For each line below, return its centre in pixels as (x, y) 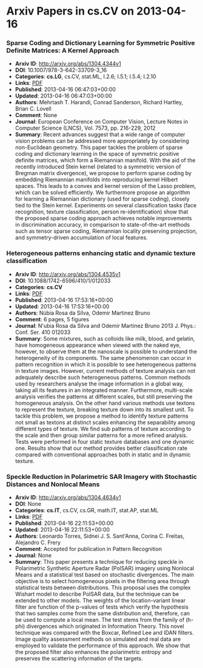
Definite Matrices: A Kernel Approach (63, 51)
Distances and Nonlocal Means (53, 484)
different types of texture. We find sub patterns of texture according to (103, 429)
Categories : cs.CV (38, 287)
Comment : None (36, 115)
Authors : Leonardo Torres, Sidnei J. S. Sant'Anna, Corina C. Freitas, (100, 536)
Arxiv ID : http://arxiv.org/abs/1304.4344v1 (68, 64)
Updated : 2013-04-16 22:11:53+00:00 (62, 530)
